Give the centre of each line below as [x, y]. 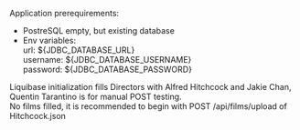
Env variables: [49, 40]
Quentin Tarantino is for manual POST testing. [96, 96]
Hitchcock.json [38, 116]
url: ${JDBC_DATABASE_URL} [79, 50]
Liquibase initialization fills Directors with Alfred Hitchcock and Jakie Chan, [150, 87]
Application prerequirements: [64, 13]
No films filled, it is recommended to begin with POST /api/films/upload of [149, 106]
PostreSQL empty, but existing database [99, 30]
